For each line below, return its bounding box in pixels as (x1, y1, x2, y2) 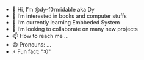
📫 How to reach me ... (12, 32, 69, 39)
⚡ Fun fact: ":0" (12, 48, 51, 55)
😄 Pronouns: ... (12, 41, 52, 48)
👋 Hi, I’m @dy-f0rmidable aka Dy (12, 6, 95, 13)
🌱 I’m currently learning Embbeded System (12, 19, 120, 26)
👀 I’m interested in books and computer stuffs (12, 12, 127, 20)
